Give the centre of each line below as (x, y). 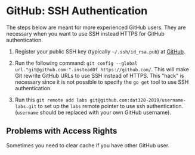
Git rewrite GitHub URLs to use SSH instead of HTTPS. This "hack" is (99, 75)
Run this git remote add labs (51, 100)
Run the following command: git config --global (76, 63)
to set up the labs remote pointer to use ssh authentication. (111, 106)
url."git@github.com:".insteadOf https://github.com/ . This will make (102, 69)
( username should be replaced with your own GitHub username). (93, 112)
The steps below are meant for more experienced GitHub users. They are (96, 27)
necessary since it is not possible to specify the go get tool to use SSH (102, 82)
